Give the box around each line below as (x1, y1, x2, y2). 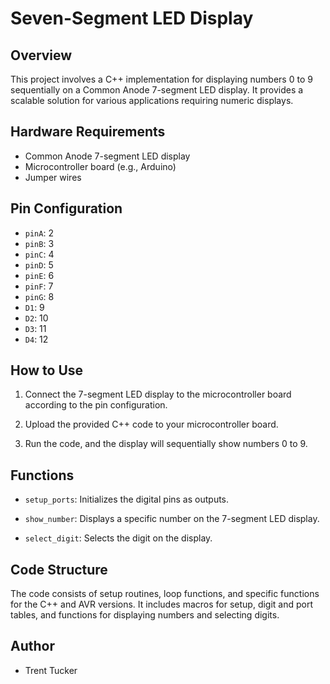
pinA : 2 (24, 227, 54, 239)
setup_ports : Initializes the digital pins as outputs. (24, 493, 230, 506)
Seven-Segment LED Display (10, 7, 254, 30)
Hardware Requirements (10, 123, 166, 141)
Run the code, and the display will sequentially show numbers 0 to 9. (24, 438, 308, 450)
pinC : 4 (24, 248, 55, 260)
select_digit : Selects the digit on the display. (24, 532, 213, 544)
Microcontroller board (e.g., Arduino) (24, 160, 177, 172)
